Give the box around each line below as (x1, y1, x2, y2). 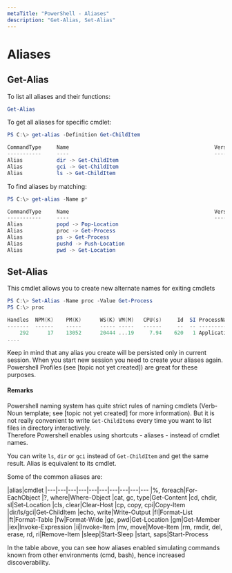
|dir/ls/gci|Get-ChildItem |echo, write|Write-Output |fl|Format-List (7, 508, 193, 516)
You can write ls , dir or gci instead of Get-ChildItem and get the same (7, 451, 209, 460)
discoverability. (7, 558, 50, 566)
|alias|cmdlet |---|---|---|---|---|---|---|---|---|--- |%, (7, 486, 161, 494)
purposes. (7, 370, 37, 379)
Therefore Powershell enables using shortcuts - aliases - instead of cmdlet (7, 430, 220, 439)
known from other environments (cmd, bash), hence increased (7, 551, 185, 559)
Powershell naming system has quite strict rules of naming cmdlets (7, 401, 198, 410)
